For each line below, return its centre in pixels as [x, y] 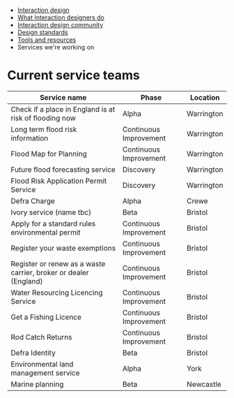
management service [45, 373]
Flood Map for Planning [49, 154]
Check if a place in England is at [63, 109]
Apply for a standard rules [53, 223]
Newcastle [204, 384]
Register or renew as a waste [58, 263]
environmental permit [46, 232]
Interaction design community [60, 25]
